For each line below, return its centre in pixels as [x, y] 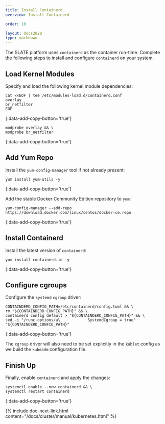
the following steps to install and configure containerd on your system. [80, 58]
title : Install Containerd [34, 10]
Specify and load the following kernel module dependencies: [69, 86]
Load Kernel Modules [40, 74]
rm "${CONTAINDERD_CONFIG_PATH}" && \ [46, 311]
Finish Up [21, 365]
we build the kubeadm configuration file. [46, 350]
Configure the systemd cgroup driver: [43, 297]
